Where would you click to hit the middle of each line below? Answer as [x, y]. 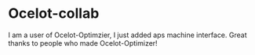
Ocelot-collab [54, 14]
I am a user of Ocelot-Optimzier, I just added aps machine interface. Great [127, 35]
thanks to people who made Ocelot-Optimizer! [83, 43]
